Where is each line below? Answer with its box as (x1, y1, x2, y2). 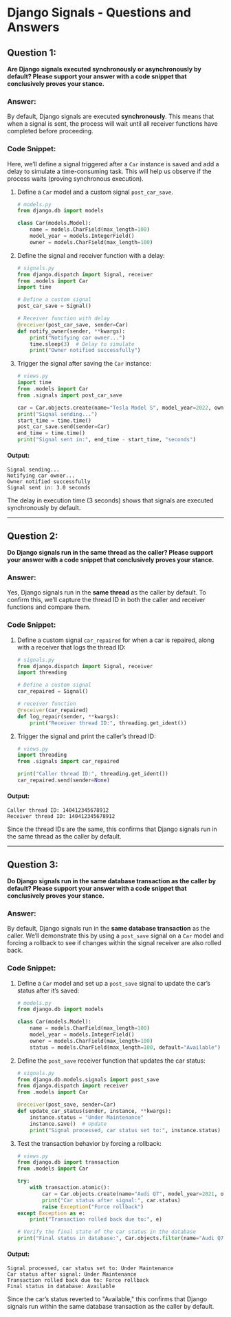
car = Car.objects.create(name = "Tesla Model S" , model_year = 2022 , (16, 404, 212, 411)
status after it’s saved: (16, 986, 80, 995)
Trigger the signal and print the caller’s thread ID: (16, 732, 156, 740)
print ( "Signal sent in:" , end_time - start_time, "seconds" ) (16, 436, 197, 443)
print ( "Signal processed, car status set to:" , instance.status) (30, 1127, 221, 1133)
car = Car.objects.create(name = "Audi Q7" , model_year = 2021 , (42, 1191, 218, 1197)
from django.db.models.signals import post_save (16, 1076, 159, 1083)
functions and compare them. (7, 603, 91, 611)
